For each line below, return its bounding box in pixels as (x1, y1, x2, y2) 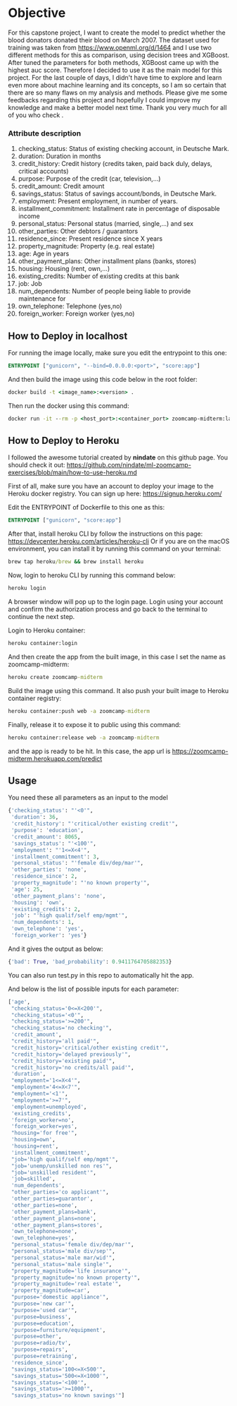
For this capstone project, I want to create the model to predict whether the (8, 28, 226, 37)
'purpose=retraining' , (11, 1353, 78, 1360)
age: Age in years (18, 249, 70, 258)
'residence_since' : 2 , (11, 873, 78, 880)
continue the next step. (8, 613, 75, 621)
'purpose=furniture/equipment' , (11, 1326, 106, 1333)
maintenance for (18, 294, 66, 303)
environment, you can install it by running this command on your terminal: (8, 545, 221, 553)
